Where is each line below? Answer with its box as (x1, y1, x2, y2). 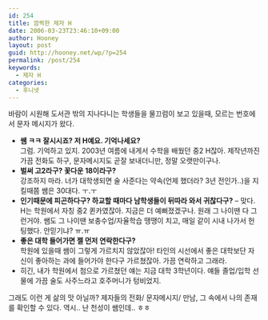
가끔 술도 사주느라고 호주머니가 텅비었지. (34, 276, 162, 286)
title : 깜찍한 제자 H (8, 19, 72, 27)
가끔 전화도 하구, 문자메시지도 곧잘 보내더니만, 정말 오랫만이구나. (19, 156, 222, 166)
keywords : (8, 64, 42, 72)
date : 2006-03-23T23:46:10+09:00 (8, 26, 120, 34)
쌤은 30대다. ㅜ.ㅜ (41, 186, 98, 196)
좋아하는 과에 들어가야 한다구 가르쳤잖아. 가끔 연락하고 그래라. (34, 256, 227, 266)
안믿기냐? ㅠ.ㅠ (43, 226, 90, 236)
